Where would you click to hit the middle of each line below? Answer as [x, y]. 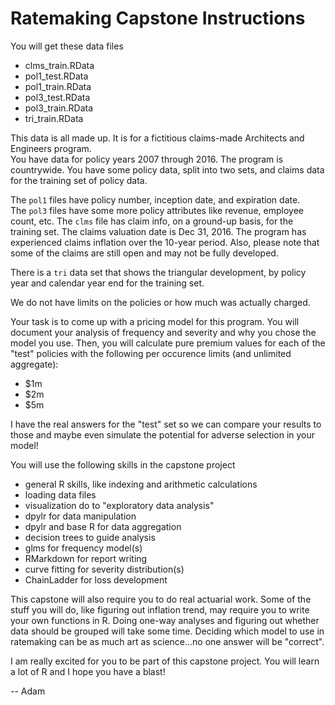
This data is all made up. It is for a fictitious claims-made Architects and [157, 138]
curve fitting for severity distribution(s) [104, 569]
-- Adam [28, 691]
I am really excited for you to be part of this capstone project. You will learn [165, 661]
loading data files [60, 494]
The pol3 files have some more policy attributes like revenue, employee [157, 210]
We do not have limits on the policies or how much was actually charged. [160, 302]
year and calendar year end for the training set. [107, 283]
